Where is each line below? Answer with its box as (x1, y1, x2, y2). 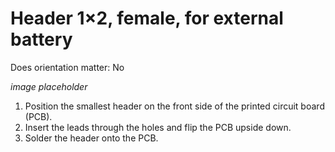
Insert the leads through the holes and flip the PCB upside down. (24, 121, 292, 133)
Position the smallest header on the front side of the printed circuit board (24, 100, 325, 112)
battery (10, 28, 73, 51)
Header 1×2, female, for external (10, 7, 284, 30)
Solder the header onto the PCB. (24, 132, 159, 144)
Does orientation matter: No (10, 61, 125, 73)
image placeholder (10, 80, 88, 92)
